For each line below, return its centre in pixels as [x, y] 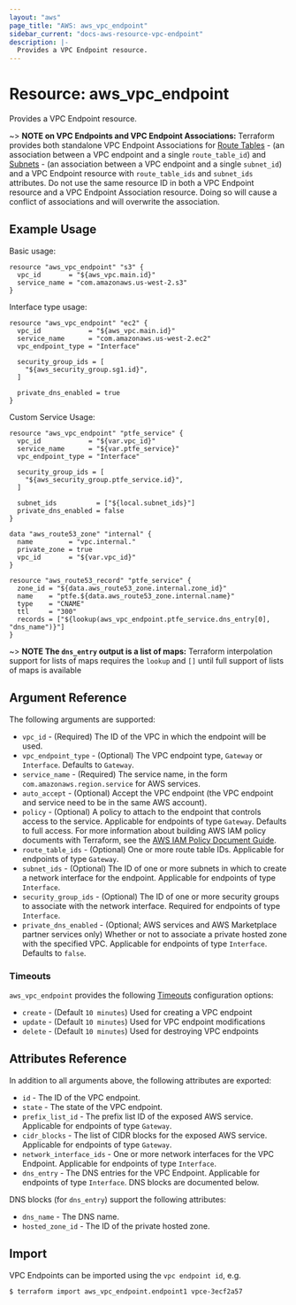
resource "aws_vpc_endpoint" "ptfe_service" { [96, 433]
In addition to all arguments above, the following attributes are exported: [140, 1080]
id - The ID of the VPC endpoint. [81, 1097]
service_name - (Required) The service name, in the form [125, 774]
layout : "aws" [35, 17]
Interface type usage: [48, 307]
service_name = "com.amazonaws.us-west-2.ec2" [114, 338]
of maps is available [46, 670]
